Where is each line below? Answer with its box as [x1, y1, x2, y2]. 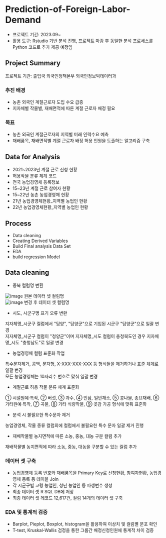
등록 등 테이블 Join [21, 476, 59, 482]
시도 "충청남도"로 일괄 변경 [11, 339, 63, 345]
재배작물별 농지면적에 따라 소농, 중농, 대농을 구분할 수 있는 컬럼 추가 [5, 444, 137, 450]
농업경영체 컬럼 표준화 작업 [12, 350, 65, 356]
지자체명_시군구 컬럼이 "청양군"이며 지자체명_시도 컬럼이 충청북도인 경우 [5, 333, 146, 339]
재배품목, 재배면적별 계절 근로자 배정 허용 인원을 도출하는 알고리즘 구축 [12, 138, 150, 144]
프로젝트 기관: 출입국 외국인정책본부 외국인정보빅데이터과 [5, 73, 116, 79]
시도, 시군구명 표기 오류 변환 [12, 310, 67, 316]
